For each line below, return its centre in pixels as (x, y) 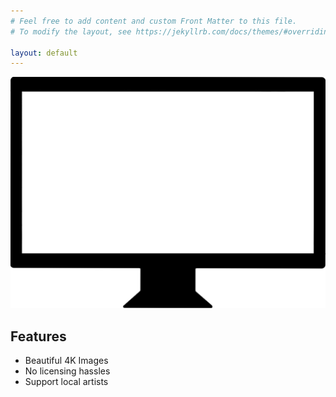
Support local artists (66, 382)
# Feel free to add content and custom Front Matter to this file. (154, 21)
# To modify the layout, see (71, 31)
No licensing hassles (67, 371)
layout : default (44, 53)
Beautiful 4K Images (66, 361)
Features (38, 336)
